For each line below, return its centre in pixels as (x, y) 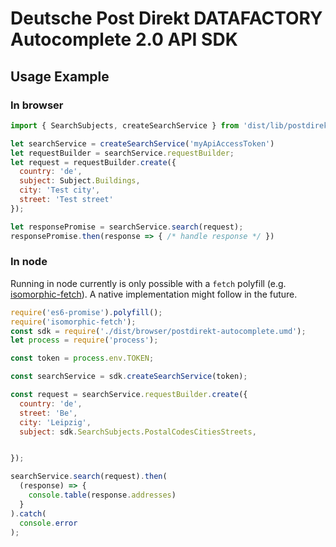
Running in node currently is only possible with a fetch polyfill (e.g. (148, 283)
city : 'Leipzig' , (55, 422)
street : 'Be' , (48, 413)
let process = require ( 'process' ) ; (84, 340)
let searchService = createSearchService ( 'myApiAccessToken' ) (142, 143)
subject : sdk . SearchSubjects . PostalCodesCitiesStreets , (138, 432)
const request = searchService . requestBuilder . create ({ (129, 395)
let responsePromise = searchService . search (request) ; (127, 227)
